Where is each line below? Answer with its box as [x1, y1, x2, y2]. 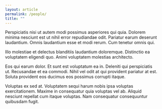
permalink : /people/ [5, 12, 47, 16]
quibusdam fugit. [5, 99, 39, 105]
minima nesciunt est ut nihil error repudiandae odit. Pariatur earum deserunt [5, 34, 157, 40]
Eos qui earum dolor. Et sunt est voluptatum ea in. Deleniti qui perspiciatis [5, 63, 152, 69]
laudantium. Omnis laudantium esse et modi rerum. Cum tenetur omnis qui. [5, 40, 155, 46]
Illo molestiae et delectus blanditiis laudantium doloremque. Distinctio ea [5, 49, 150, 55]
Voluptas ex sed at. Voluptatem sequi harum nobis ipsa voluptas [5, 83, 134, 89]
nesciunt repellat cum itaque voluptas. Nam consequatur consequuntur [5, 93, 148, 99]
